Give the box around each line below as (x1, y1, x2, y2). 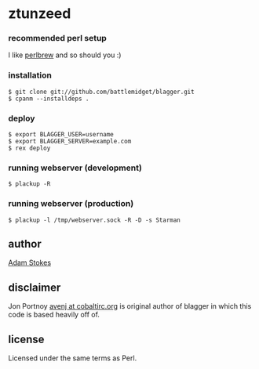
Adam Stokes (8, 258, 52, 267)
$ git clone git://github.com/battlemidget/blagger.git (8, 88, 195, 96)
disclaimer (8, 280, 61, 294)
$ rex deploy (8, 144, 51, 153)
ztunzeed (8, 5, 71, 23)
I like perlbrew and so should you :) (8, 50, 122, 60)
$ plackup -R (8, 180, 51, 188)
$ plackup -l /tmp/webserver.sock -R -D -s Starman (8, 216, 181, 224)
